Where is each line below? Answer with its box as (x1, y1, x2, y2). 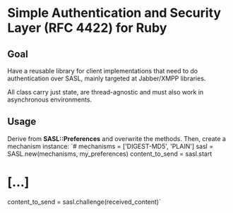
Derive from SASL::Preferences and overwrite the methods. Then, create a (7, 134, 226, 142)
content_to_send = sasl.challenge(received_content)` (7, 197, 161, 206)
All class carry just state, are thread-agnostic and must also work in (7, 88, 204, 96)
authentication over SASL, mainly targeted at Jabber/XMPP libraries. (7, 74, 206, 83)
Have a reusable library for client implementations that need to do (7, 67, 198, 75)
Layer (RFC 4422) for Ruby (7, 20, 167, 36)
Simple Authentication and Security (7, 5, 221, 21)
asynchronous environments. (7, 95, 92, 104)
